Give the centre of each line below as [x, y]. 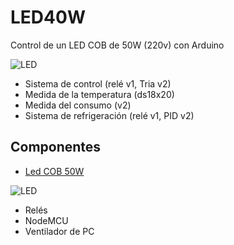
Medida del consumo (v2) [78, 105]
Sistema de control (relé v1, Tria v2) [98, 83]
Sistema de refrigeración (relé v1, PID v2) [109, 115]
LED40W [48, 17]
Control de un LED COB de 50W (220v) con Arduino [117, 45]
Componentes [56, 147]
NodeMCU [46, 220]
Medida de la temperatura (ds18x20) [99, 94]
